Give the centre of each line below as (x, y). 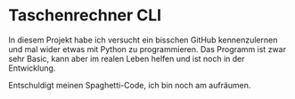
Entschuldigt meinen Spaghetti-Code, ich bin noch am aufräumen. (130, 85)
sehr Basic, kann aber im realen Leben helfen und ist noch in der (127, 58)
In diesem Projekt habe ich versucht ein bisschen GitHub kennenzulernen (143, 40)
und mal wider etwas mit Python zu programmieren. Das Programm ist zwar (147, 49)
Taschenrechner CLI (85, 15)
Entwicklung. (32, 68)
